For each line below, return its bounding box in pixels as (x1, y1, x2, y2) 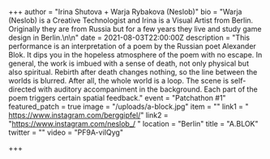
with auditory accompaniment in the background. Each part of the (37, 84, 258, 94)
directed (8, 84, 36, 94)
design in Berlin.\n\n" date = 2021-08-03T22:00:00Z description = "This (8, 32, 250, 42)
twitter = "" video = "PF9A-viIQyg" (8, 127, 124, 137)
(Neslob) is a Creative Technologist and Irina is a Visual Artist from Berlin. (8, 15, 254, 25)
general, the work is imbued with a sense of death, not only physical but (8, 58, 250, 68)
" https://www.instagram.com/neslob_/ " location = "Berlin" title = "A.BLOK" (8, 119, 259, 128)
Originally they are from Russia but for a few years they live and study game (8, 24, 262, 33)
